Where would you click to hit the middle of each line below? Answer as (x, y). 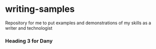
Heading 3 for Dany (29, 41)
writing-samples (40, 9)
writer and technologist (29, 28)
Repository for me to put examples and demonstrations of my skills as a (78, 23)
